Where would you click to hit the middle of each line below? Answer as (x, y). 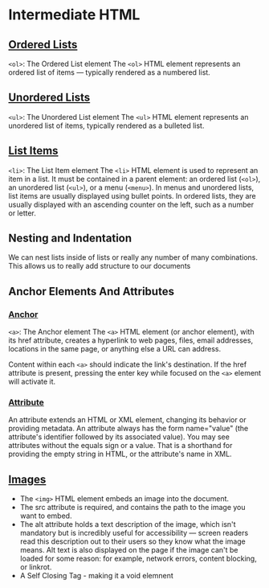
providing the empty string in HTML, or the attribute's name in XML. (120, 454)
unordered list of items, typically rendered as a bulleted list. (106, 125)
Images (27, 479)
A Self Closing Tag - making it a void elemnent (97, 576)
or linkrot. (36, 567)
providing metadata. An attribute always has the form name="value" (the (128, 429)
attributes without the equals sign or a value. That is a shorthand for (120, 446)
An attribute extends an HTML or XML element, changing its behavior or (127, 420)
